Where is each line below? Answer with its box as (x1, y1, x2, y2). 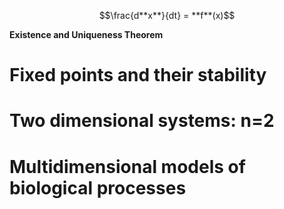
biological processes (9, 176, 187, 199)
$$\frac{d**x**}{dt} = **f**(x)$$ (98, 10, 236, 21)
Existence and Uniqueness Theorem (9, 29, 164, 40)
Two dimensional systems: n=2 (9, 110, 275, 132)
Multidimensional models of (9, 155, 246, 178)
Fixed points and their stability (9, 64, 267, 87)
